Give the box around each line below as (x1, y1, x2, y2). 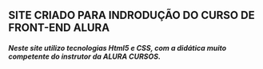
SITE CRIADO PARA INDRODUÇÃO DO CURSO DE (8, 9, 255, 22)
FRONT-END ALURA (8, 21, 110, 35)
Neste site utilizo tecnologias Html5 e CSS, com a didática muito (8, 43, 227, 52)
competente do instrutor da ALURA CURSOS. (8, 52, 161, 61)
